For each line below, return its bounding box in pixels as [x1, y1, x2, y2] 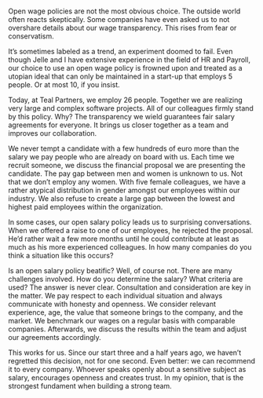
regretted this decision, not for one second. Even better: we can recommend [8, 356, 256, 365]
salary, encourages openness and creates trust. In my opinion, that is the [8, 373, 244, 382]
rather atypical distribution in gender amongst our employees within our [8, 185, 241, 195]
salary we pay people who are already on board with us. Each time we [8, 152, 236, 161]
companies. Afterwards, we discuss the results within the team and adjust [8, 324, 247, 334]
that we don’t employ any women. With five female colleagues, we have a [8, 177, 246, 186]
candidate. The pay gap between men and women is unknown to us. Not [8, 169, 243, 178]
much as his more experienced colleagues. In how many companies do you [8, 243, 252, 251]
